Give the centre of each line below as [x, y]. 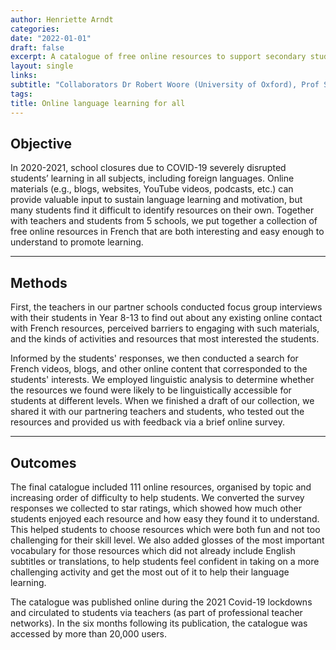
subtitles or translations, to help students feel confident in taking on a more [165, 561]
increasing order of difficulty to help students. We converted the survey [157, 497]
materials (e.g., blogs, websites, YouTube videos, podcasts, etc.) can [152, 189]
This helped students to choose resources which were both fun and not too [165, 529]
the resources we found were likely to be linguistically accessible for [151, 390]
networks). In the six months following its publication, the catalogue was [159, 623]
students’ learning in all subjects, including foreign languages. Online [152, 178]
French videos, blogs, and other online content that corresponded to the [159, 369]
